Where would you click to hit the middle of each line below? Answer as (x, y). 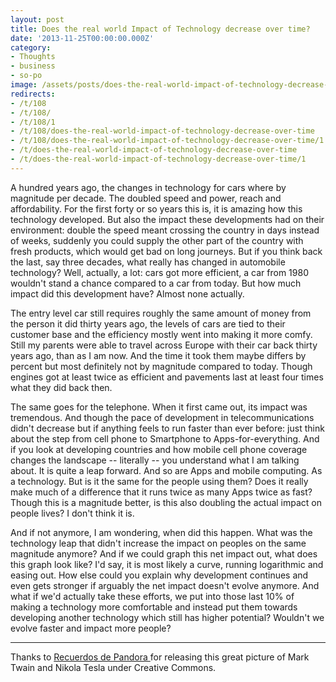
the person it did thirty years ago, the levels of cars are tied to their (148, 323)
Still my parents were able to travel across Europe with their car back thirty (164, 345)
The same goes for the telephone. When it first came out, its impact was (159, 407)
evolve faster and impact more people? (91, 628)
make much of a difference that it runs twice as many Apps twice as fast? (161, 492)
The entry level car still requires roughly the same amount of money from (161, 313)
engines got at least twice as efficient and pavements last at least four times (167, 377)
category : (31, 47)
